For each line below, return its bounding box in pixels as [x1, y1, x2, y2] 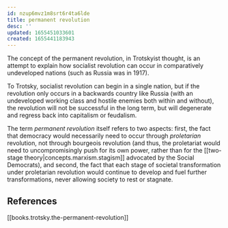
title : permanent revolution [7, 16, 90, 23]
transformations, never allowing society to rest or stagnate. [7, 175, 173, 183]
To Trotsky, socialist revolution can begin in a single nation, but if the [7, 82, 200, 90]
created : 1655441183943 [7, 36, 75, 42]
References [7, 195, 57, 207]
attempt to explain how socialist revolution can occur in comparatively [7, 62, 203, 70]
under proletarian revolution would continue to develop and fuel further [7, 168, 207, 177]
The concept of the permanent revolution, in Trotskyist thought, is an [7, 54, 201, 62]
